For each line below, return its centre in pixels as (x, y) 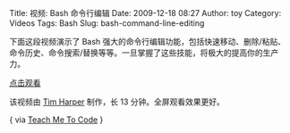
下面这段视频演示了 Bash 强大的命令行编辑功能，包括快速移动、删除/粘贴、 (148, 42)
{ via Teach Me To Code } (56, 120)
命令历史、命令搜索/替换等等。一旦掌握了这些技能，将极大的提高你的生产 (144, 53)
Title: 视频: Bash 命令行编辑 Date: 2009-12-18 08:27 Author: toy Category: (145, 13)
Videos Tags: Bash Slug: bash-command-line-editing (107, 23)
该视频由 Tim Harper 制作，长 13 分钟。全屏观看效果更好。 (117, 102)
